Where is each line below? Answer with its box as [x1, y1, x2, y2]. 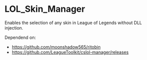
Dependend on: [4, 34, 36, 40]
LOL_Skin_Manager [4, 3, 86, 15]
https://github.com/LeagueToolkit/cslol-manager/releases [11, 49, 129, 55]
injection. [4, 25, 23, 30]
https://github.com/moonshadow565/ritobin [11, 44, 101, 50]
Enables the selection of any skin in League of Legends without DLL [4, 20, 142, 26]
